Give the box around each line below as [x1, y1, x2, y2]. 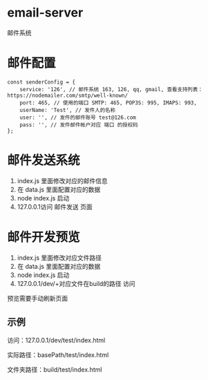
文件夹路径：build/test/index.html [7, 365, 102, 374]
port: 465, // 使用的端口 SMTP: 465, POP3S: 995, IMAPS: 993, [19, 99, 197, 106]
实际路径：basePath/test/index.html [7, 350, 109, 359]
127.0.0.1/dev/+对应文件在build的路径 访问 [17, 279, 136, 287]
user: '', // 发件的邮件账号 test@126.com [19, 114, 137, 121]
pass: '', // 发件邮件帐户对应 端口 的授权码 [19, 121, 138, 129]
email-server [7, 5, 84, 21]
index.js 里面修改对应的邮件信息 [17, 176, 108, 184]
